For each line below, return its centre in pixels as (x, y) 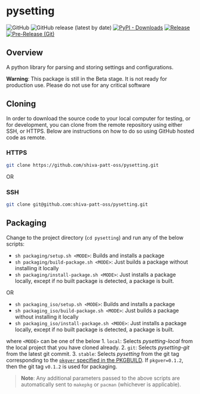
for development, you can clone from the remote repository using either (94, 124)
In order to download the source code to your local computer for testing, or (99, 118)
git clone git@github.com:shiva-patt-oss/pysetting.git (77, 204)
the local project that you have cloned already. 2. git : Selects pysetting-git (98, 347)
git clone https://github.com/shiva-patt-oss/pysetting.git (83, 165)
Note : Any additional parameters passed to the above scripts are (100, 378)
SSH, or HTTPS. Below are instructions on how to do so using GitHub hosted (100, 131)
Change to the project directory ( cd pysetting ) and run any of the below (95, 237)
